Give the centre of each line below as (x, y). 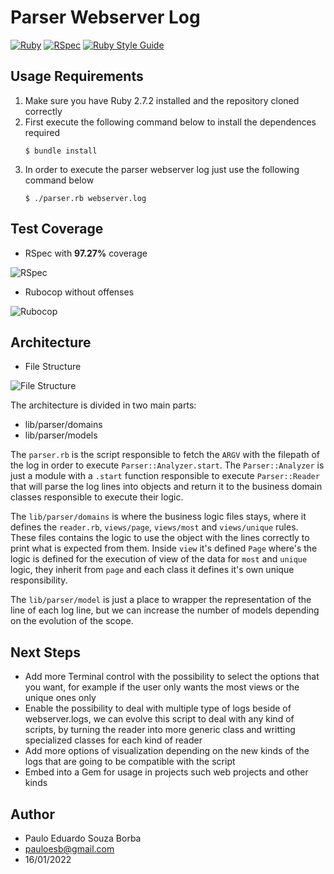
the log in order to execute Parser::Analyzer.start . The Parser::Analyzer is (167, 465)
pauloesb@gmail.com (69, 849)
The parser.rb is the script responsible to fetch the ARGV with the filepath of (165, 455)
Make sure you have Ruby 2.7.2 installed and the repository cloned (162, 100)
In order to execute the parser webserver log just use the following (162, 169)
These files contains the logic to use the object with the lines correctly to (160, 538)
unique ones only (60, 698)
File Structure (53, 367)
